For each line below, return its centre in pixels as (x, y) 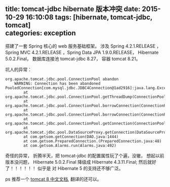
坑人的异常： (18, 69)
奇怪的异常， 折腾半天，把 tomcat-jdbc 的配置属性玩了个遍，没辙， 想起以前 (85, 156)
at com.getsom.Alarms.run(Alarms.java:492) (70, 145)
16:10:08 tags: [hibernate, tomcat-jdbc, (89, 17)
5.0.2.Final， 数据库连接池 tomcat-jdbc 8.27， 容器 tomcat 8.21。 (73, 59)
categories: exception (40, 33)
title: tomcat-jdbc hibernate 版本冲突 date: (73, 9)
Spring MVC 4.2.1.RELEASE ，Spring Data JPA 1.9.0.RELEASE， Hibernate (82, 52)
